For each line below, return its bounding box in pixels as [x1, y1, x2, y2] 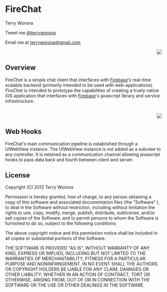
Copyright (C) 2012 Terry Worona [5, 184, 74, 190]
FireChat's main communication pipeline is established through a [5, 141, 138, 147]
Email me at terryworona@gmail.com [5, 39, 81, 45]
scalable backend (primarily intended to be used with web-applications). [5, 82, 154, 88]
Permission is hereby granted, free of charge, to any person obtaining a [5, 194, 152, 200]
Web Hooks [5, 127, 42, 136]
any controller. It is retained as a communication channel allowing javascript [5, 151, 161, 157]
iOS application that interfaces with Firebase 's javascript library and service [5, 92, 160, 98]
